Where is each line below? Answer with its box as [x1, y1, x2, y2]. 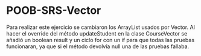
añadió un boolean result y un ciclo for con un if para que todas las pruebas [6, 36, 195, 43]
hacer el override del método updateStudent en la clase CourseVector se [6, 30, 188, 37]
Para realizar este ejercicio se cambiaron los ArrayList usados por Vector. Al [6, 23, 195, 31]
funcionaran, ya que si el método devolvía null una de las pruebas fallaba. [6, 43, 190, 50]
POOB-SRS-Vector [6, 4, 101, 17]
